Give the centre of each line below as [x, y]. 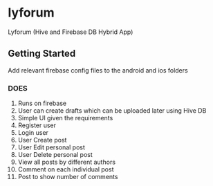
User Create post [42, 140]
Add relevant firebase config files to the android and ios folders [98, 70]
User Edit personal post [52, 147]
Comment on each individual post [66, 169]
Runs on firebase [42, 103]
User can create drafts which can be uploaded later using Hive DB [112, 111]
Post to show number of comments [68, 177]
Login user [33, 133]
